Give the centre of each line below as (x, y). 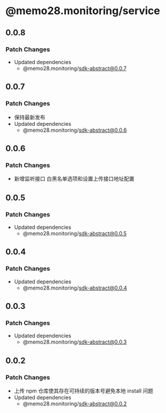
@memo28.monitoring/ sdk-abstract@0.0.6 (75, 130)
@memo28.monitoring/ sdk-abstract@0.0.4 (75, 288)
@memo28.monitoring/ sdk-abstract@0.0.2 (75, 404)
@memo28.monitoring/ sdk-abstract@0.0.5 (75, 233)
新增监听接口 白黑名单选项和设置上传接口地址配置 (74, 179)
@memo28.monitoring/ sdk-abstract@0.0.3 (75, 342)
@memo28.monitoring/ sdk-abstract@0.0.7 (75, 68)
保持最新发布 (29, 117)
